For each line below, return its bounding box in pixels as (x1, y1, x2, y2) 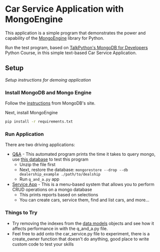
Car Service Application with (5, 3, 124, 15)
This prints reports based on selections (19, 192, 99, 198)
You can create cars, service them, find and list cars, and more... (19, 197, 150, 203)
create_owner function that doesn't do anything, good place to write (12, 236, 149, 242)
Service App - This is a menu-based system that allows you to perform (12, 182, 155, 188)
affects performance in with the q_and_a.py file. (12, 226, 108, 231)
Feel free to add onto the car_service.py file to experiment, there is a (12, 231, 150, 236)
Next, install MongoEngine (5, 110, 58, 116)
